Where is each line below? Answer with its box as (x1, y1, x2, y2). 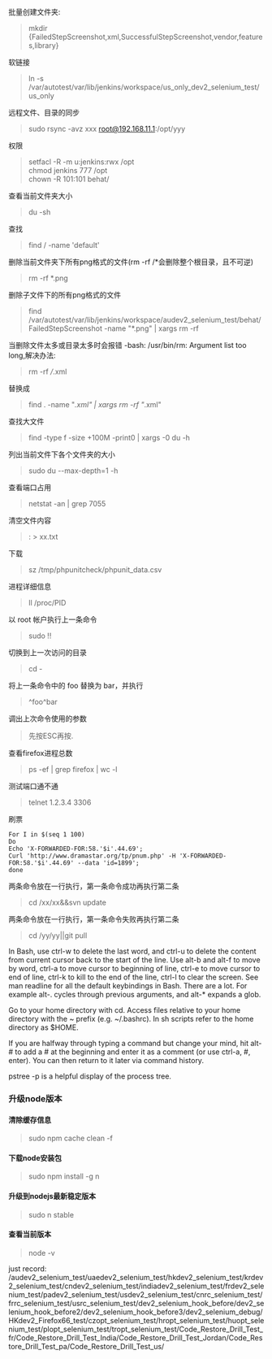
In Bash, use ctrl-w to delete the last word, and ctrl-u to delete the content (8, 946, 257, 956)
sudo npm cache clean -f (28, 1133, 114, 1144)
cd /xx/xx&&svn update (28, 897, 107, 907)
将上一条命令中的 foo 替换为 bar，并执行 (8, 681, 144, 690)
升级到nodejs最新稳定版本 (8, 1191, 97, 1201)
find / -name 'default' (28, 241, 100, 250)
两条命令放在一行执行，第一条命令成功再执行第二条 (8, 881, 179, 891)
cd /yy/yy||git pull (28, 931, 88, 940)
